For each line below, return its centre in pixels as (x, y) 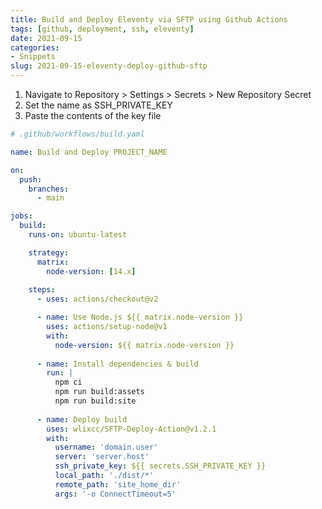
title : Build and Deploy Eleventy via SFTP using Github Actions (149, 19)
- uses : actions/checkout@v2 (97, 299)
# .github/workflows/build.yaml (77, 134)
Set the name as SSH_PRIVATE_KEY (98, 105)
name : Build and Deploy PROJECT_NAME (89, 152)
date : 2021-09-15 (46, 38)
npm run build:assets (99, 392)
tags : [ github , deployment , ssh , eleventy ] (102, 29)
